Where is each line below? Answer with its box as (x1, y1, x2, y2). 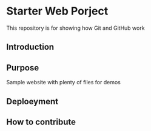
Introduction (6, 42, 55, 52)
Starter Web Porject (6, 4, 109, 18)
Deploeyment (6, 96, 59, 107)
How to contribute (6, 116, 76, 127)
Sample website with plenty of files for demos (6, 79, 121, 86)
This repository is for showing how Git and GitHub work (6, 24, 145, 32)
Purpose (6, 62, 39, 73)
